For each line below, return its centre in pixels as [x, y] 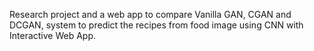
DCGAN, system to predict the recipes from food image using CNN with [156, 25]
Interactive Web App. [53, 35]
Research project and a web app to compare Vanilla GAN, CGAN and [150, 14]
